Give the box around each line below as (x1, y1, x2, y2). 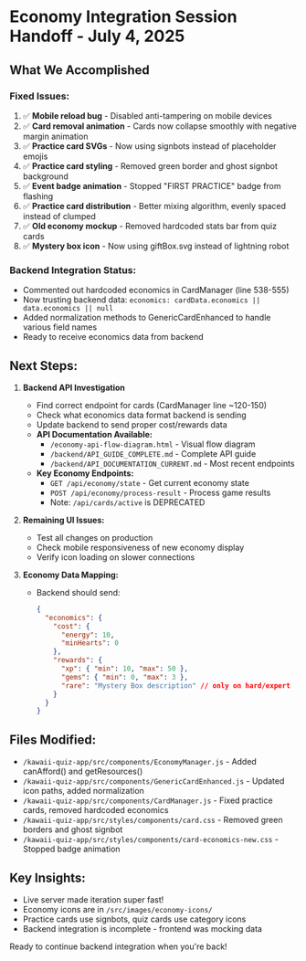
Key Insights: (9, 870, 87, 885)
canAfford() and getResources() (22, 766, 143, 777)
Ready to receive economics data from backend (22, 332, 204, 343)
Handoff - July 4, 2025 (9, 26, 185, 47)
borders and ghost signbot (22, 824, 123, 835)
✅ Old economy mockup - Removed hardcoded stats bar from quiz (22, 220, 277, 231)
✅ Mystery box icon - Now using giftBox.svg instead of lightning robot (22, 240, 290, 251)
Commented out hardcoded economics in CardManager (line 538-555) (22, 285, 290, 296)
